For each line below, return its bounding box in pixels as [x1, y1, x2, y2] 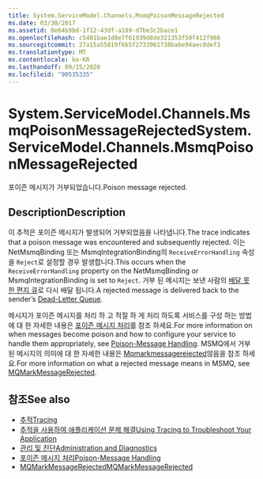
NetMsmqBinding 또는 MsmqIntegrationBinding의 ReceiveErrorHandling [8, 247, 240, 257]
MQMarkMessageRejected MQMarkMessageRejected [19, 462, 193, 472]
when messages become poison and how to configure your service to [8, 329, 236, 339]
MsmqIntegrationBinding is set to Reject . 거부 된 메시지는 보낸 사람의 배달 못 [8, 276, 250, 285]
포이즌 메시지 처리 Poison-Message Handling [19, 453, 161, 463]
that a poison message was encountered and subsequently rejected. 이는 [8, 238, 246, 247]
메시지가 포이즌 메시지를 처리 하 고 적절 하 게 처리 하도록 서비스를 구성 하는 [8, 310, 238, 321]
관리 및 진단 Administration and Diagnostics [19, 443, 158, 453]
